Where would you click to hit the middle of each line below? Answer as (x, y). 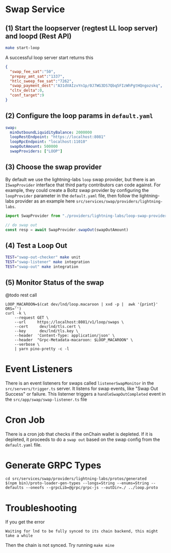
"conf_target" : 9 (27, 95)
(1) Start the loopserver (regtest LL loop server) (81, 28)
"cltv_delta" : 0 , (27, 91)
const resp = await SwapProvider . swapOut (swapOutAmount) (67, 230)
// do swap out (21, 225)
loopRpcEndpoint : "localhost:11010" (49, 142)
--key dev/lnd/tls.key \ (47, 331)
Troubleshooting (41, 508)
